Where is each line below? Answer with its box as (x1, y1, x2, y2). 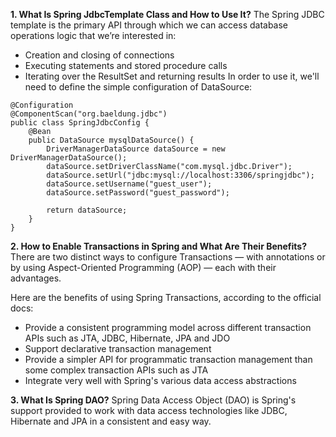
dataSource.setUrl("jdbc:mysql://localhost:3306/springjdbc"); (46, 170, 315, 180)
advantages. (10, 272, 62, 284)
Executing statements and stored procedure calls (24, 60, 228, 71)
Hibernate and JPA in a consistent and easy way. (10, 415, 212, 427)
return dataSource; (46, 205, 128, 215)
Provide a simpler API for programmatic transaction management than (24, 354, 313, 365)
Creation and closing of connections (24, 49, 175, 61)
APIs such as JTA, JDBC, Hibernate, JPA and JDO (24, 332, 231, 344)
